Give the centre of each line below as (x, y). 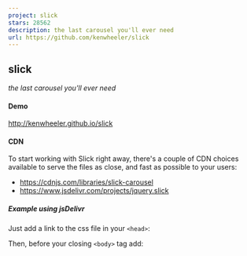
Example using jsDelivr (46, 209)
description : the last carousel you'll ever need (91, 30)
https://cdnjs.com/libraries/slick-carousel (86, 182)
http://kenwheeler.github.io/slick (61, 123)
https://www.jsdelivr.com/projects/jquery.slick (94, 191)
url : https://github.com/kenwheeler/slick (79, 37)
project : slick (33, 15)
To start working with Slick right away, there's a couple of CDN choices (124, 159)
